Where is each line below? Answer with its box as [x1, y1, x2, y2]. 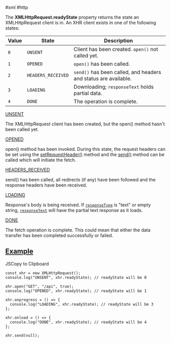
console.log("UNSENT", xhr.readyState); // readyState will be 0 [5, 275, 147, 280]
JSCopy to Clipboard [5, 260, 49, 267]
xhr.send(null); [5, 333, 40, 338]
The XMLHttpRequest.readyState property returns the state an [5, 14, 139, 20]
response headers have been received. [5, 182, 88, 188]
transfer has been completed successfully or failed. [5, 232, 113, 239]
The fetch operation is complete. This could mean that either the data [5, 227, 151, 233]
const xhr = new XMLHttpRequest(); [5, 270, 81, 276]
